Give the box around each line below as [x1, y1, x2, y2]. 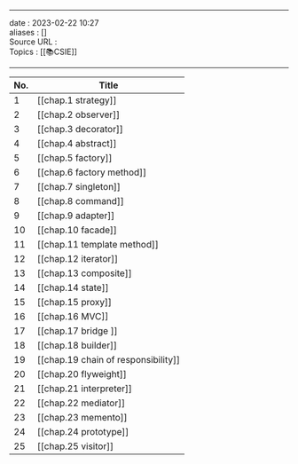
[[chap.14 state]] [36, 281, 109, 294]
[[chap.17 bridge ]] [36, 325, 118, 337]
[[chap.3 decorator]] [36, 123, 124, 135]
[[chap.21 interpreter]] [36, 382, 133, 395]
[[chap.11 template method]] [36, 239, 160, 250]
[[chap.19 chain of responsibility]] [36, 354, 180, 366]
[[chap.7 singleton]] [36, 181, 122, 193]
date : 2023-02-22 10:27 [9, 18, 99, 28]
